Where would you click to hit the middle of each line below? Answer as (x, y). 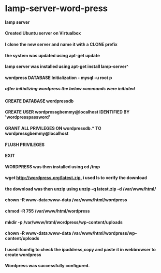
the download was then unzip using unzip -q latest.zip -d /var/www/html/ (80, 189)
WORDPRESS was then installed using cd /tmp (52, 167)
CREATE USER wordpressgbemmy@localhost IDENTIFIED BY (67, 112)
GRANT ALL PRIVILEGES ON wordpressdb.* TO (53, 128)
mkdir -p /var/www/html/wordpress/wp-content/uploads (64, 222)
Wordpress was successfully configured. (47, 266)
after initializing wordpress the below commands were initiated (70, 89)
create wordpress (23, 255)
